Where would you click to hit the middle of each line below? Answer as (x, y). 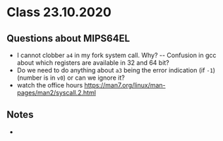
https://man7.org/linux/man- (125, 85)
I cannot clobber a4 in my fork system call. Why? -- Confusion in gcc (116, 55)
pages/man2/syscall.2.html (56, 93)
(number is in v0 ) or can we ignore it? (71, 78)
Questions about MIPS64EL (68, 38)
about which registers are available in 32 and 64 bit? (93, 63)
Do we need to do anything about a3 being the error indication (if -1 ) (116, 70)
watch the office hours (50, 85)
